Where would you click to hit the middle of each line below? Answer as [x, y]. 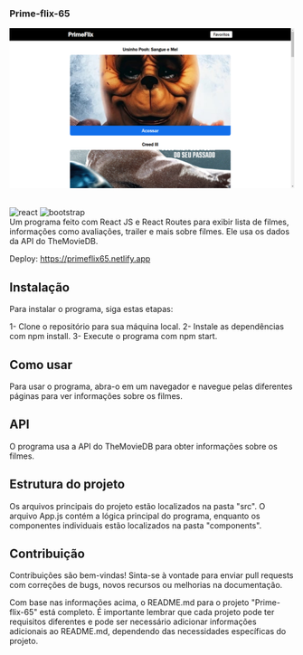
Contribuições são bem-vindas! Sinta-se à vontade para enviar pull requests [151, 575]
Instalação [40, 287]
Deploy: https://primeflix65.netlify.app [80, 259]
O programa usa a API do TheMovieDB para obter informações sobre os [143, 446]
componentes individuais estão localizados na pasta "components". [136, 525]
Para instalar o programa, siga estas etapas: [91, 309]
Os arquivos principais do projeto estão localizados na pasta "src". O [137, 506]
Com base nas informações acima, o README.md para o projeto [129, 603]
